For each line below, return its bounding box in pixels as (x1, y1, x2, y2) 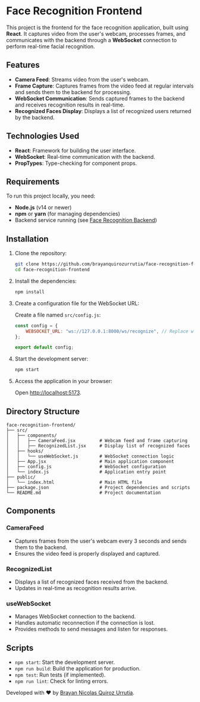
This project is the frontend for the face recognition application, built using (6, 24, 189, 31)
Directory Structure (6, 406, 80, 416)
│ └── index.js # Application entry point (6, 469, 167, 475)
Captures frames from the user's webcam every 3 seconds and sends (14, 537, 187, 544)
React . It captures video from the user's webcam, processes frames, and (6, 30, 186, 37)
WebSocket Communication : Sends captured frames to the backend (14, 95, 185, 102)
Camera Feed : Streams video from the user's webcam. (14, 76, 150, 83)
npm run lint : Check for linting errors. (14, 678, 108, 685)
